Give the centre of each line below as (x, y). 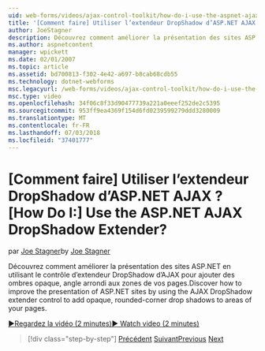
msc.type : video (35, 96)
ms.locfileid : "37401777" (50, 140)
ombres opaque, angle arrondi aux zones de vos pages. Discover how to (125, 283)
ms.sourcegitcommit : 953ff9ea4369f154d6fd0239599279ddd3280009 (114, 111)
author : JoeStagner (40, 30)
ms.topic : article (38, 67)
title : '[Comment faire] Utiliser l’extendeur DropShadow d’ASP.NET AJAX (132, 23)
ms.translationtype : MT (47, 118)
